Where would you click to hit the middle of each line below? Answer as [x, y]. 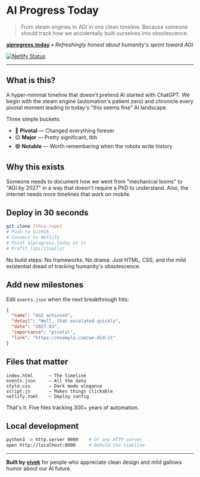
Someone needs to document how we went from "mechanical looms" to [94, 181]
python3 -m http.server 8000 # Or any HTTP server [74, 440]
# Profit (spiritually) [36, 248]
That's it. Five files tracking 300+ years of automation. [73, 407]
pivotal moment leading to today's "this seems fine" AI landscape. [87, 107]
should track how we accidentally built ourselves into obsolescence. [104, 33]
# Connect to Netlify [33, 238]
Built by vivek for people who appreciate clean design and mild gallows [94, 462]
